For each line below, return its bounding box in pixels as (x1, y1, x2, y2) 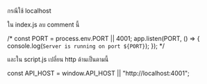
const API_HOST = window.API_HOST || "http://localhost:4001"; (7, 69, 190, 77)
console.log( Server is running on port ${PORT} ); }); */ (7, 42, 165, 50)
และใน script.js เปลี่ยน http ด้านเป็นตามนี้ (7, 56, 109, 63)
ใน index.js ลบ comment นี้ (7, 21, 80, 28)
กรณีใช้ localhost (7, 7, 52, 15)
